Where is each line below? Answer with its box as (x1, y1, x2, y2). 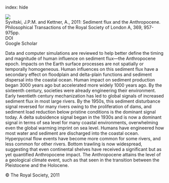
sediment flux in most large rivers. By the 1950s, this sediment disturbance (5, 98, 160, 104)
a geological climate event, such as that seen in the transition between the (5, 157, 160, 163)
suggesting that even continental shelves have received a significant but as (5, 146, 162, 152)
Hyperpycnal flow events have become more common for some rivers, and (5, 136, 161, 141)
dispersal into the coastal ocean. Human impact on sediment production (5, 77, 155, 82)
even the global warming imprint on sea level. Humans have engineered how (5, 125, 164, 131)
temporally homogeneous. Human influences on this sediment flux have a (5, 66, 158, 72)
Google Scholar (5, 40, 38, 46)
